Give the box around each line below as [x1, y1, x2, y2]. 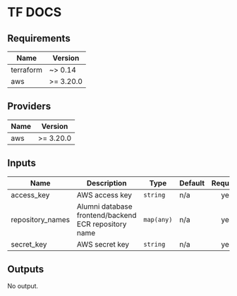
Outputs [7, 264, 44, 276]
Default [179, 178, 205, 187]
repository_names [11, 214, 71, 224]
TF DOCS [7, 4, 62, 20]
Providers [7, 100, 51, 113]
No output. [7, 282, 39, 290]
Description [86, 178, 127, 187]
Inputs [7, 157, 37, 169]
